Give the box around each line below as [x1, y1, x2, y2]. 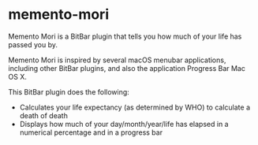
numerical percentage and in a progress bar [19, 128, 163, 137]
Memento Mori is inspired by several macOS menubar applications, [8, 55, 226, 65]
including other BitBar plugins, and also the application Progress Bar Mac [8, 63, 246, 72]
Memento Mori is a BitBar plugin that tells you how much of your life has [8, 32, 242, 41]
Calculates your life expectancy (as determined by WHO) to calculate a [19, 102, 251, 112]
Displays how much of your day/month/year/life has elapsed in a [19, 119, 229, 128]
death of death [19, 110, 69, 120]
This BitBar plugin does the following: [8, 87, 130, 96]
